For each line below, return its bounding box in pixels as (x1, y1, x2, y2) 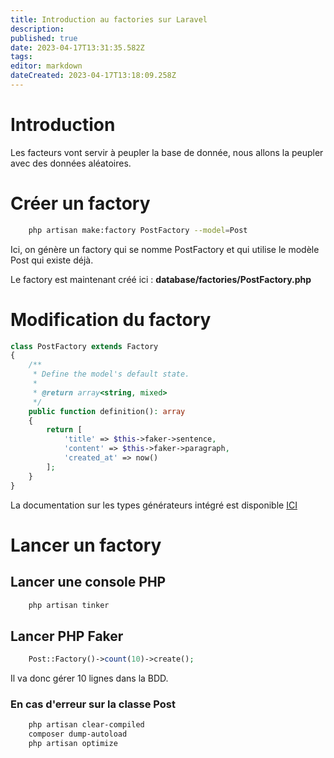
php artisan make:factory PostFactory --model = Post (28, 225, 248, 235)
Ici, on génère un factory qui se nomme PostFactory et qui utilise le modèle (10, 243, 320, 255)
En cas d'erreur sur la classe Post (10, 697, 176, 711)
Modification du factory (10, 308, 212, 331)
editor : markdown (10, 61, 83, 71)
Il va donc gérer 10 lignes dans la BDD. (10, 672, 169, 685)
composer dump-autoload (28, 729, 128, 740)
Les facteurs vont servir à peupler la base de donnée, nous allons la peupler (10, 146, 324, 158)
